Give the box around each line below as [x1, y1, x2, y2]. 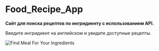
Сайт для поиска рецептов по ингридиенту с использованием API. [5, 20, 154, 26]
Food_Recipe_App [5, 4, 84, 15]
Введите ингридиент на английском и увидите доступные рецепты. [5, 30, 151, 36]
